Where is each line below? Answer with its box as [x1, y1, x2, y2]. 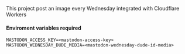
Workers [6, 11, 27, 18]
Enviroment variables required [6, 24, 82, 31]
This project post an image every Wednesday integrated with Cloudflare [6, 5, 180, 12]
